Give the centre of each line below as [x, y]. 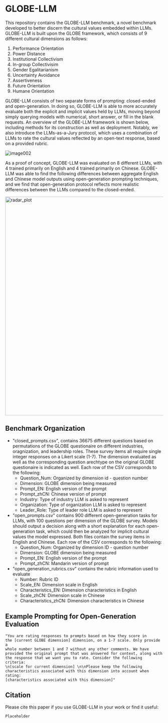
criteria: [16, 662]
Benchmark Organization [45, 429]
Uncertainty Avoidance [36, 75]
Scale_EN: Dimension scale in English [59, 584]
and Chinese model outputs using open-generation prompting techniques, [82, 179]
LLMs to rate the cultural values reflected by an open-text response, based [83, 138]
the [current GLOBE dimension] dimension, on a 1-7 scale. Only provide [83, 640]
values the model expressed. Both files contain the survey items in [81, 536]
